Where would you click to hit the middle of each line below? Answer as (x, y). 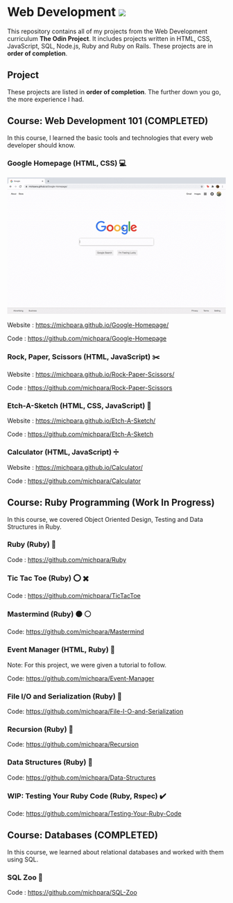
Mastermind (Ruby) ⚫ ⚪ (49, 614)
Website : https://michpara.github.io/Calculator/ (75, 467)
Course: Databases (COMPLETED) (83, 835)
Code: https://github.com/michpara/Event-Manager (81, 678)
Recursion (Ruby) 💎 (41, 729)
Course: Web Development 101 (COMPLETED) (108, 121)
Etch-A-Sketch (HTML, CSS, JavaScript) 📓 (79, 406)
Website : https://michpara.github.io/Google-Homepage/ (88, 325)
